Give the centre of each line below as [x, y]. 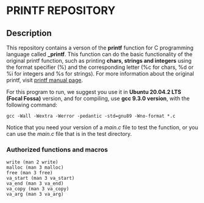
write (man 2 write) [33, 162]
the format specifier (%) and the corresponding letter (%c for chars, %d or [100, 67]
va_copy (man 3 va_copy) [38, 189]
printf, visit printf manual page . [45, 80]
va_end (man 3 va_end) [35, 183]
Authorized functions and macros [57, 149]
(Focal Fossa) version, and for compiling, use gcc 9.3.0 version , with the [98, 98]
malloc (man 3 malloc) [35, 168]
